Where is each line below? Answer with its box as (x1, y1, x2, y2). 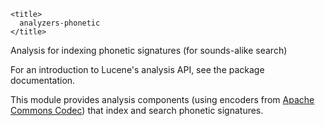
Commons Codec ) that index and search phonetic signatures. (10, 105, 264, 116)
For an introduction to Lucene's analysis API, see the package (10, 64, 265, 75)
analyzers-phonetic (19, 18, 101, 28)
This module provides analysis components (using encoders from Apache (10, 94, 315, 105)
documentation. (10, 75, 76, 86)
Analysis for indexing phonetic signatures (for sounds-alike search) (10, 45, 288, 56)
